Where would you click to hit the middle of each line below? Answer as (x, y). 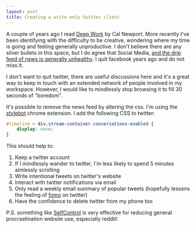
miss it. (15, 65)
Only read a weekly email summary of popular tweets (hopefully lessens (102, 189)
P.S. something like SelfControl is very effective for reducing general (89, 213)
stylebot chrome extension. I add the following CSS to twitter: (80, 113)
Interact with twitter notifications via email (65, 183)
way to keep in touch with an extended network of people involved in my (94, 82)
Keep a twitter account (42, 157)
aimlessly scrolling (37, 170)
